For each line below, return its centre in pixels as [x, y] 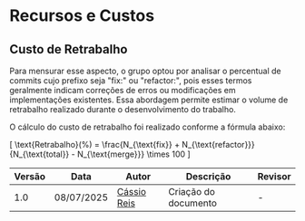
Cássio [132, 192]
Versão [30, 176]
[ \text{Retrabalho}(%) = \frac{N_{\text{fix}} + [94, 144]
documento [192, 203]
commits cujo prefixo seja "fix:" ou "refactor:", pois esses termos [131, 81]
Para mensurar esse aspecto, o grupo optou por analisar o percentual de [145, 71]
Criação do [192, 192]
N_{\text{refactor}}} [218, 144]
